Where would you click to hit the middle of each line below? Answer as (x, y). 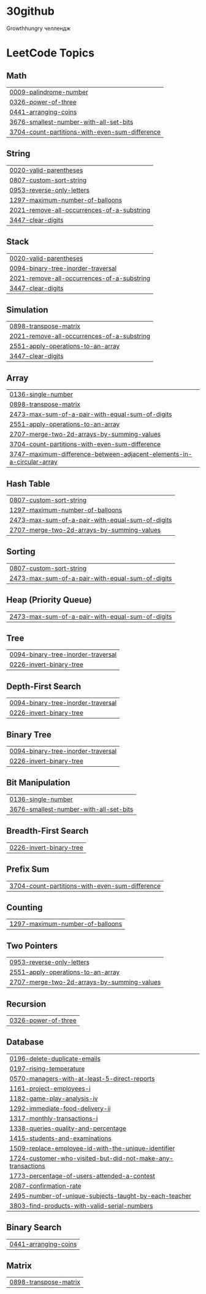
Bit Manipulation (38, 783)
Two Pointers (32, 946)
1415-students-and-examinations (60, 1138)
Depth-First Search (44, 686)
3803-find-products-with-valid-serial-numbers (81, 1206)
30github (31, 11)
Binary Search (34, 1227)
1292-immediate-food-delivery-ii (60, 1108)
